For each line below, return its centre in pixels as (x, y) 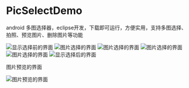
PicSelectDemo (44, 11)
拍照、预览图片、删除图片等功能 (44, 35)
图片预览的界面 (24, 67)
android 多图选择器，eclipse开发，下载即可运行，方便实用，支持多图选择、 (97, 27)
